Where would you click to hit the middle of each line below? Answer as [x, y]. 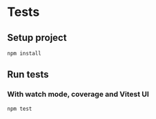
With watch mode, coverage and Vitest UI [78, 94]
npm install [24, 53]
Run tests [28, 74]
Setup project [37, 38]
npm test [20, 109]
